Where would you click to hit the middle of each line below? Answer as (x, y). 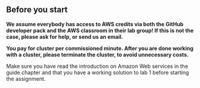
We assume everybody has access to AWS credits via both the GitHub (95, 24)
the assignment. (26, 78)
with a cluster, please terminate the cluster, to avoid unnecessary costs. (98, 54)
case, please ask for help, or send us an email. (65, 37)
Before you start (37, 10)
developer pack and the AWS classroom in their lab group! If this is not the (100, 30)
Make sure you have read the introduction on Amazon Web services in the (97, 66)
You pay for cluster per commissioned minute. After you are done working (100, 48)
